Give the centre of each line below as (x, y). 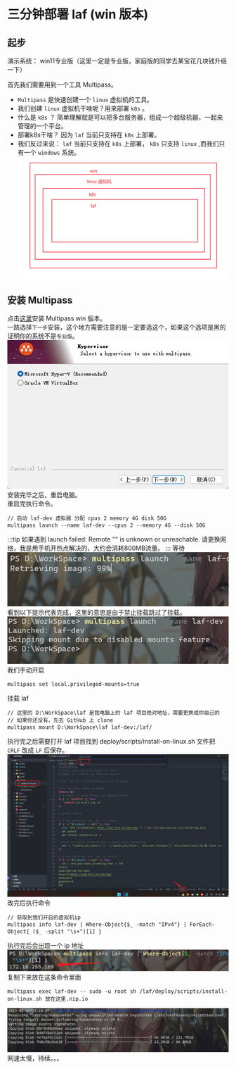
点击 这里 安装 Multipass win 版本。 (57, 318)
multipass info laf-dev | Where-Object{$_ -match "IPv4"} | (97, 925)
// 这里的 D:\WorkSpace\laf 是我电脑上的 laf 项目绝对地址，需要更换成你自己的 (113, 713)
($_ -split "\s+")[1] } (67, 932)
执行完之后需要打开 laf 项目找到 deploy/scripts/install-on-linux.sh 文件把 (111, 742)
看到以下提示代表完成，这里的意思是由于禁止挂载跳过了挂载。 (97, 612)
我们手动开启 (26, 670)
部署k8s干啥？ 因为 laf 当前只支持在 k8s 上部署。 (89, 135)
